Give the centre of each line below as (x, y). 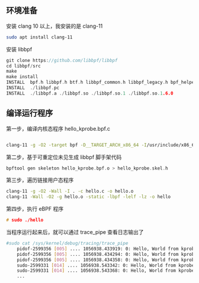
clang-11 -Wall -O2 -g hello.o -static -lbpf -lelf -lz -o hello (89, 197)
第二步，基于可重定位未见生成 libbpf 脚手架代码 (64, 157)
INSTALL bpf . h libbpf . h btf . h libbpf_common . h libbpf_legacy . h (87, 82)
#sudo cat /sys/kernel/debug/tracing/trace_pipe (67, 243)
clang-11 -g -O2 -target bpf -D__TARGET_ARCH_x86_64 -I (76, 145)
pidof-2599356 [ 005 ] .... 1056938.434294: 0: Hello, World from (98, 254)
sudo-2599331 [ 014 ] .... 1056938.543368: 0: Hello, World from (97, 271)
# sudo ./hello (25, 220)
